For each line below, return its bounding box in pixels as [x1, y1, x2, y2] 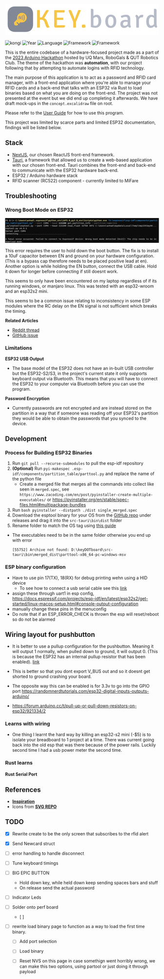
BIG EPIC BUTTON [12, 870, 50, 876]
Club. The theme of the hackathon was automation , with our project [5, 60, 143, 66]
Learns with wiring [5, 720, 50, 727]
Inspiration [12, 798, 35, 804]
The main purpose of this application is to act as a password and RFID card [5, 75, 156, 81]
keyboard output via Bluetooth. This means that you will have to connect [12, 375, 158, 381]
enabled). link [12, 659, 40, 665]
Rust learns [5, 759, 33, 766]
